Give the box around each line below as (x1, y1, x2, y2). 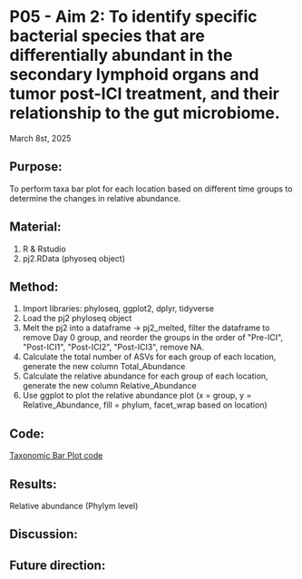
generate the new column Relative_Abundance (22, 380, 197, 391)
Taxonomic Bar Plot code (9, 450, 103, 461)
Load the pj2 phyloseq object (22, 313, 132, 324)
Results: (9, 476, 57, 492)
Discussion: (9, 526, 79, 542)
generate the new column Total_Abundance (22, 361, 186, 372)
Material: (9, 220, 62, 235)
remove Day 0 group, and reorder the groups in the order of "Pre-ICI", (22, 332, 284, 343)
